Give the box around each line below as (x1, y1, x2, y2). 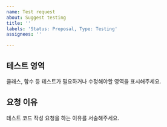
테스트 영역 (6, 60, 45, 71)
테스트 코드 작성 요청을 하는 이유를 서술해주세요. (6, 114, 120, 122)
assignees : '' (6, 31, 42, 37)
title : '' (6, 20, 31, 26)
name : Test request (6, 8, 56, 15)
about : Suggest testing (6, 15, 67, 21)
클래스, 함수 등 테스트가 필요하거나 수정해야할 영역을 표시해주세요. (6, 77, 162, 85)
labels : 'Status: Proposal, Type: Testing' (6, 25, 118, 32)
